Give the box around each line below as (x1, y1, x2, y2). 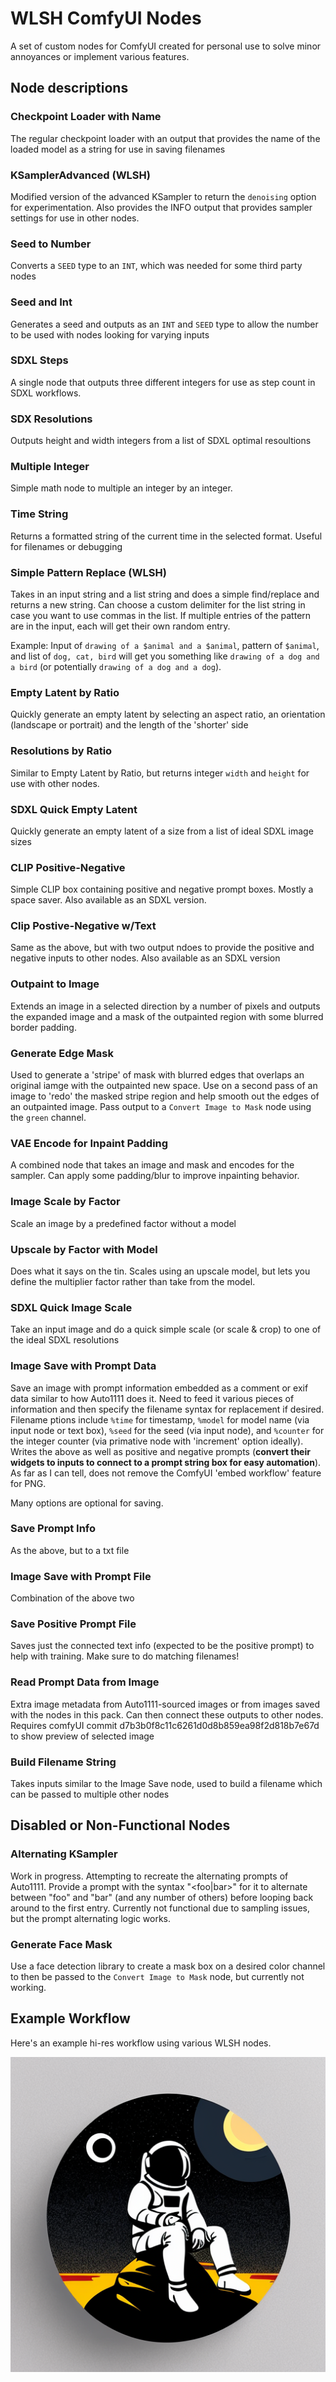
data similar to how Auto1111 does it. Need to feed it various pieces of (10, 1392, 295, 1404)
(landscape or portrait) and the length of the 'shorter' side (10, 719, 249, 731)
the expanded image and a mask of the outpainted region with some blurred (10, 1010, 324, 1022)
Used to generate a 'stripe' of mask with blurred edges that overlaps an (10, 1069, 305, 1081)
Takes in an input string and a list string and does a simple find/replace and (10, 588, 320, 600)
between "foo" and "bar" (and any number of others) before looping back (10, 1891, 314, 1903)
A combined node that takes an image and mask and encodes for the (10, 1159, 295, 1171)
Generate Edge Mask (10, 1046, 114, 1060)
